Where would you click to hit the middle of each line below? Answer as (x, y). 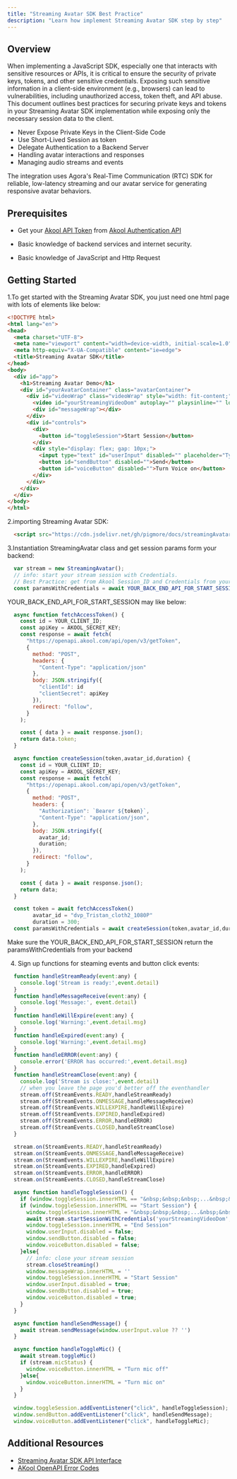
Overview (29, 49)
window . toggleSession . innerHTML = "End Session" (99, 1225)
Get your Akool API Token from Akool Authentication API (99, 230)
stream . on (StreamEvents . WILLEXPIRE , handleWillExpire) (94, 1160)
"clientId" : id (61, 687)
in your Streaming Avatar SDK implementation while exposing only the (109, 111)
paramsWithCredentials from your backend (70, 949)
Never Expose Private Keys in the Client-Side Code (91, 132)
